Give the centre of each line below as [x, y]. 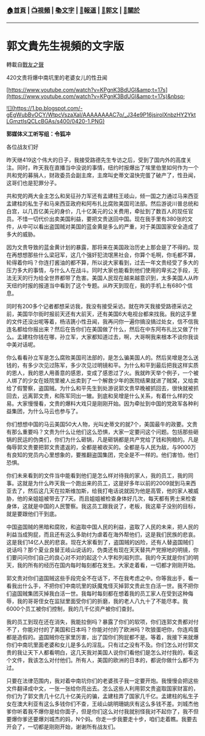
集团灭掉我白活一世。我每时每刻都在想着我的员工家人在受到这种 [107, 594]
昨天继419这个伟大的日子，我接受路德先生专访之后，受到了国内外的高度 [96, 160]
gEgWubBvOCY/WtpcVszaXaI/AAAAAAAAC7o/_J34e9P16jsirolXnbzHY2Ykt [101, 115]
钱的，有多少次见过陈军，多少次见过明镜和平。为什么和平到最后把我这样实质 [103, 365]
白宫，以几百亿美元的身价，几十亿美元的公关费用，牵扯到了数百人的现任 [97, 211]
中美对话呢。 [22, 344]
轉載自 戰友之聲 [25, 65]
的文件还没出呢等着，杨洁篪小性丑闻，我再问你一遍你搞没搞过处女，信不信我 [103, 322]
